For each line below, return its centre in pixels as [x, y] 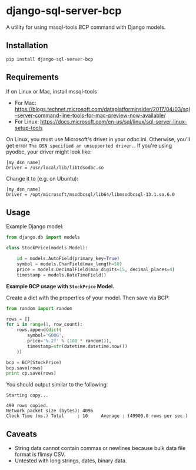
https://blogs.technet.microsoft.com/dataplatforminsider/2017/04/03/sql [102, 109]
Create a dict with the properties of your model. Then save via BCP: [88, 298]
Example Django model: [35, 226]
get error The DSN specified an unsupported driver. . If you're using [89, 145]
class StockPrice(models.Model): [47, 248]
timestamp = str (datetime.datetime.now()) [77, 346]
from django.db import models [43, 237]
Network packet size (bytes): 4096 [50, 411]
